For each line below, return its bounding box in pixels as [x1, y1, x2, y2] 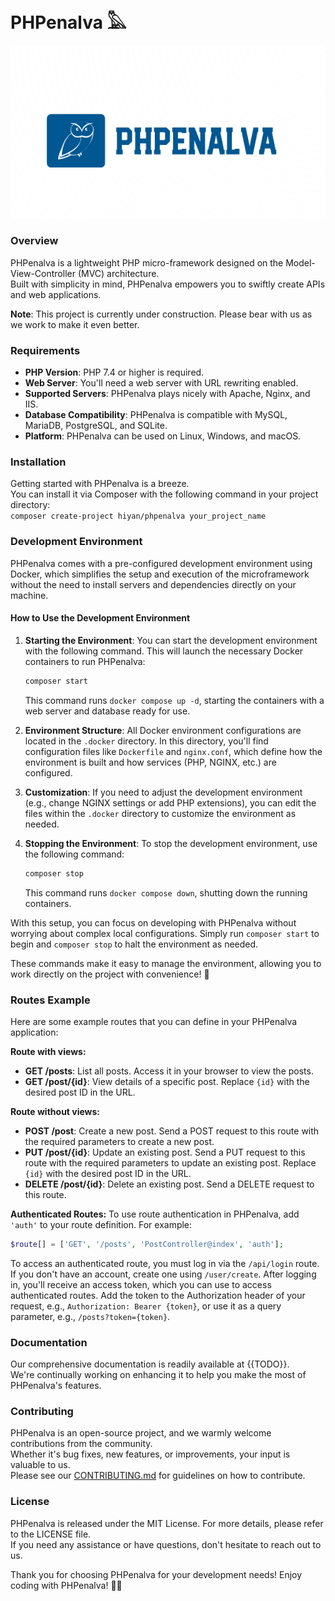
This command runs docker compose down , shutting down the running [24, 886, 308, 899]
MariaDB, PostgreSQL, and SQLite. [24, 420, 168, 432]
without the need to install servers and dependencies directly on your [10, 578, 297, 590]
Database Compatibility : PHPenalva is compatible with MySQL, [24, 409, 288, 421]
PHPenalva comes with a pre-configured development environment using [10, 557, 313, 569]
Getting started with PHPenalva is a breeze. [10, 478, 190, 490]
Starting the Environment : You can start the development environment [24, 634, 318, 646]
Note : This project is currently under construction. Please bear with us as [10, 308, 313, 320]
